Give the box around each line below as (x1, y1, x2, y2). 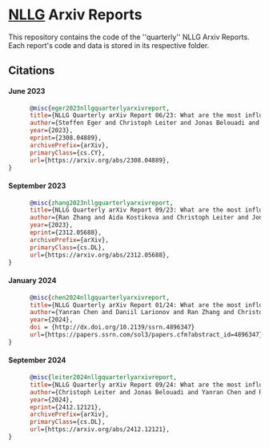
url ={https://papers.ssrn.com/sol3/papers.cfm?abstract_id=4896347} (29, 331, 263, 339)
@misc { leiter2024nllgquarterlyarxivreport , (29, 373, 178, 381)
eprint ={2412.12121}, (29, 403, 102, 411)
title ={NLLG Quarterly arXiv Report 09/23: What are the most (29, 206, 242, 214)
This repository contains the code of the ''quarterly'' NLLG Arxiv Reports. (8, 32, 250, 42)
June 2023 (8, 86, 46, 95)
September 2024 (8, 355, 66, 365)
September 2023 (8, 181, 66, 190)
